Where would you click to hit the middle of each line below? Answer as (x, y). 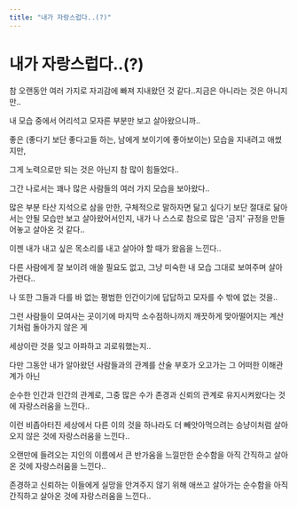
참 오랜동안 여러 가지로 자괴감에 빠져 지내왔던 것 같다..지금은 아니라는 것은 (137, 91)
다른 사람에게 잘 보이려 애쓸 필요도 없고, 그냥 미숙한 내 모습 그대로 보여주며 (138, 266)
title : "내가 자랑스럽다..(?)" (60, 17)
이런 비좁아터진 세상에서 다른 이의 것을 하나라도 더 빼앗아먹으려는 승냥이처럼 (141, 425)
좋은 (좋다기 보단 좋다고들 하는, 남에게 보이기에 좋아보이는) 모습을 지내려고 (137, 139)
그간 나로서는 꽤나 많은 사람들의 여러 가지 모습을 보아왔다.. (109, 188)
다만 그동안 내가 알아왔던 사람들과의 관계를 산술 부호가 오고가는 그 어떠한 (134, 364)
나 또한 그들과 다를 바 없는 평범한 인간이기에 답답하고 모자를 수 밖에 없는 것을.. (144, 297)
